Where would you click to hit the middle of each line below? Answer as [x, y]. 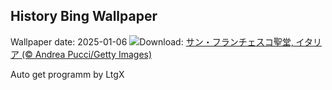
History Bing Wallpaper [84, 16]
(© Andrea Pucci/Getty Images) [87, 54]
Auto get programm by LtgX [67, 74]
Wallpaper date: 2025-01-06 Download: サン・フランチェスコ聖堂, [152, 41]
